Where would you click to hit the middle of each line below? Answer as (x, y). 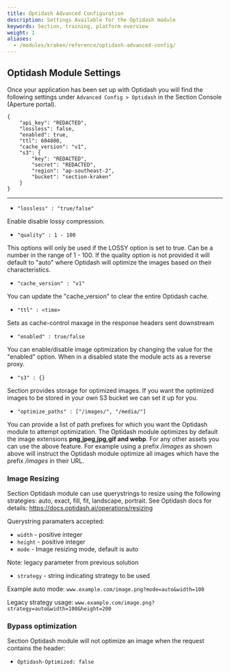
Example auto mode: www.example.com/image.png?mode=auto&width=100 (106, 589)
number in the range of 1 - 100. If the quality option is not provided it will (108, 255)
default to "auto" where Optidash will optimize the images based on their (110, 262)
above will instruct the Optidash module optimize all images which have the (113, 453)
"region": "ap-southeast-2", (73, 171)
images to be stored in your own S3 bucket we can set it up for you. (103, 398)
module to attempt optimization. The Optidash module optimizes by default (113, 431)
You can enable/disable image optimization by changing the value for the (110, 349)
